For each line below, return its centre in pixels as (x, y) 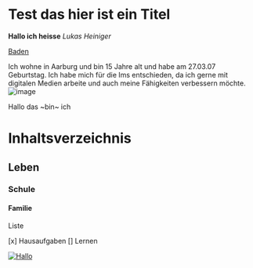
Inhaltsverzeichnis (70, 138)
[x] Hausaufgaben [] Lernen (53, 241)
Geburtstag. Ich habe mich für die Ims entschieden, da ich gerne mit (118, 74)
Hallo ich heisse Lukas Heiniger (60, 36)
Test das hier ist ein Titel (89, 14)
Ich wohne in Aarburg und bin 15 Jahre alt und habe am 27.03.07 (112, 66)
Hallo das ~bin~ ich (40, 107)
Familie (20, 208)
